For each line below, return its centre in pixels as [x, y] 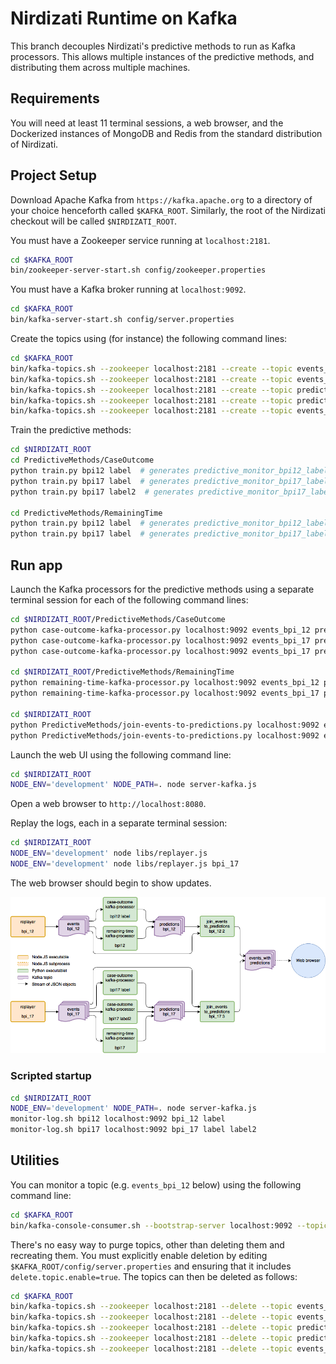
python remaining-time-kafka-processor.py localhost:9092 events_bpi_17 [165, 693]
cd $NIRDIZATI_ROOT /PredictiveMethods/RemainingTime [122, 672]
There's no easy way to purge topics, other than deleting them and [147, 1244]
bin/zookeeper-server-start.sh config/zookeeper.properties [138, 270]
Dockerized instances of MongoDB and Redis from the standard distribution [166, 133]
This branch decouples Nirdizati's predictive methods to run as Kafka [153, 46]
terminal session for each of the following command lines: [129, 600]
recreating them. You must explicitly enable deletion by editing [139, 1255]
